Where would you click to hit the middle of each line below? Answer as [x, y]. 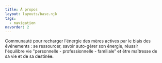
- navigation [23, 23]
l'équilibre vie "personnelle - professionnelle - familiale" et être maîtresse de [81, 51]
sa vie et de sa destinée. [29, 56]
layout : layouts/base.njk [31, 14]
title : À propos [21, 9]
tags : [10, 18]
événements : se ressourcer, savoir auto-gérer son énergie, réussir [72, 46]
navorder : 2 [17, 27]
